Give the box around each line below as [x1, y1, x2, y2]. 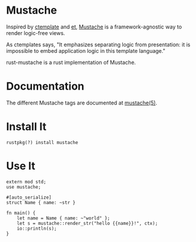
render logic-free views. [6, 29, 65, 36]
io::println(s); [17, 225, 58, 231]
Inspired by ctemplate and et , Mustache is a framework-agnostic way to [6, 23, 182, 30]
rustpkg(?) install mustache [6, 139, 78, 145]
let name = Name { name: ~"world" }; [17, 215, 110, 221]
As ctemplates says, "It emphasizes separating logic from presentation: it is [6, 41, 191, 48]
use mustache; [6, 184, 42, 190]
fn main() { [6, 210, 36, 216]
